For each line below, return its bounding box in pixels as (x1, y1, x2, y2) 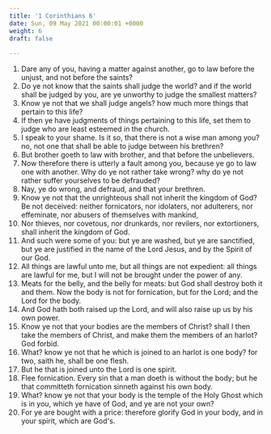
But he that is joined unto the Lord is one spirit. (20, 364, 177, 374)
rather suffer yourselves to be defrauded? (20, 175, 161, 186)
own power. (20, 313, 61, 323)
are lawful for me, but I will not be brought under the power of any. (20, 270, 243, 280)
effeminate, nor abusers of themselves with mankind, (20, 210, 199, 220)
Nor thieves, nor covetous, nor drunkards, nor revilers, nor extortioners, (20, 219, 260, 229)
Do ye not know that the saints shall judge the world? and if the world (20, 82, 252, 91)
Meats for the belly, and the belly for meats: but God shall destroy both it (20, 279, 263, 289)
